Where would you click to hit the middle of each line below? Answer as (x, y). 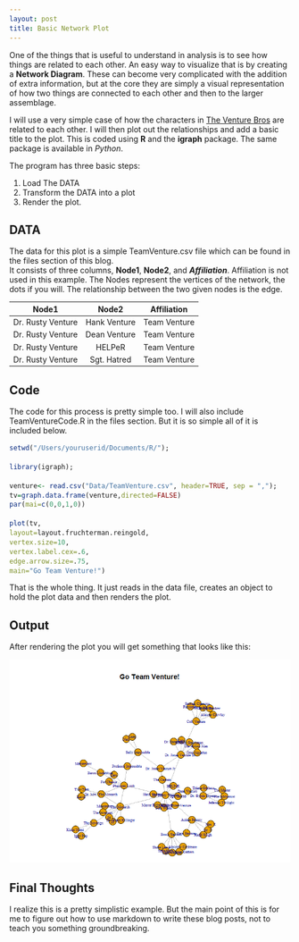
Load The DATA (51, 182)
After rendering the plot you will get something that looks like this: (130, 647)
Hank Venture (111, 323)
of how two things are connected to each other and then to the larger (136, 93)
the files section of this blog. (62, 261)
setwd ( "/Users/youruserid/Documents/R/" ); (89, 448)
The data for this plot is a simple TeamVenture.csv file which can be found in (150, 251)
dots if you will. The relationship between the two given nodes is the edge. (146, 290)
